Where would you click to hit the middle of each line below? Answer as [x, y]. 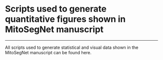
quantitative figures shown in [65, 19]
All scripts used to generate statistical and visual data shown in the [72, 47]
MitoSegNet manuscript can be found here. [48, 52]
